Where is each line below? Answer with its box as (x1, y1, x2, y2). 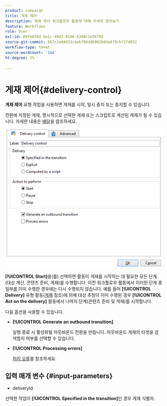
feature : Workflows (5, 24, 46, 29)
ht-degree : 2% (5, 55, 35, 60)
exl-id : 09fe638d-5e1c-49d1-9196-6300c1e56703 (5, 34, 104, 39)
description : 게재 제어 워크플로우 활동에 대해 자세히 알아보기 (5, 18, 120, 23)
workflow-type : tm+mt (5, 45, 50, 50)
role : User (5, 29, 28, 34)
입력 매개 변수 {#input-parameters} (5, 372, 113, 380)
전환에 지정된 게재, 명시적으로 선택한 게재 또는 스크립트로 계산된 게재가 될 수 (5, 112, 153, 118)
